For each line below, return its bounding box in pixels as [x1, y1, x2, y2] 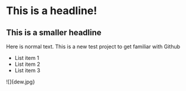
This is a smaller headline [6, 28, 102, 38]
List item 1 [14, 55, 40, 61]
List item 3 [14, 67, 40, 74]
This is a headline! [6, 4, 97, 18]
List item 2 [14, 60, 40, 68]
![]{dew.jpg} [6, 78, 35, 85]
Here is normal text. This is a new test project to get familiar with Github [6, 43, 181, 50]
